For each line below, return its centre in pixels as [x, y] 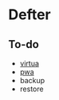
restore [31, 89]
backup [32, 80]
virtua [29, 63]
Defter [29, 15]
